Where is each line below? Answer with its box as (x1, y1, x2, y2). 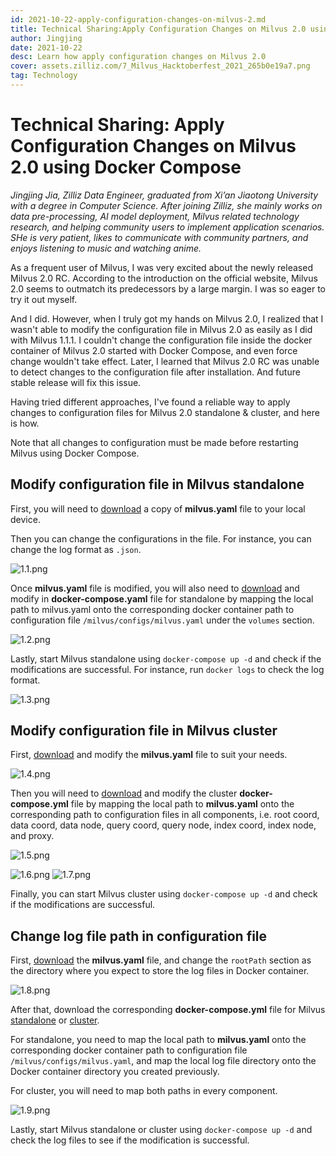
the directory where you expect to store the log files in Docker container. (10, 965, 310, 977)
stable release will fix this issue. (10, 376, 142, 388)
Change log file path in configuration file (10, 927, 268, 945)
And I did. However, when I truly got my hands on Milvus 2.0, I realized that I (10, 312, 324, 325)
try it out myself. (10, 293, 78, 305)
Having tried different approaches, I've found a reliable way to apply (10, 396, 291, 408)
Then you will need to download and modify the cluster (10, 787, 238, 800)
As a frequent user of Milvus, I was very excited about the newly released (10, 261, 313, 273)
